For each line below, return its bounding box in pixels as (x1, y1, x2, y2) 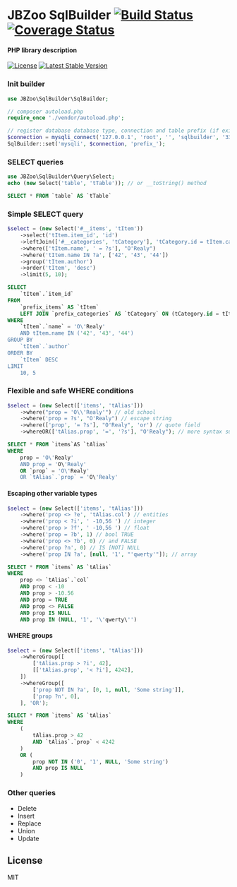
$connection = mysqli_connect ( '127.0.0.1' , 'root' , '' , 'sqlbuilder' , (7, 134, 219, 141)
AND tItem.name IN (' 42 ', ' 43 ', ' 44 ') (20, 330, 134, 337)
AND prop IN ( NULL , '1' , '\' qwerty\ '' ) (20, 616, 138, 623)
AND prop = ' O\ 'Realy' (20, 460, 87, 468)
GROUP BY (7, 336, 33, 344)
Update (17, 834, 39, 843)
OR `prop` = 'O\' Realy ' (20, 467, 90, 475)
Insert (17, 811, 35, 820)
